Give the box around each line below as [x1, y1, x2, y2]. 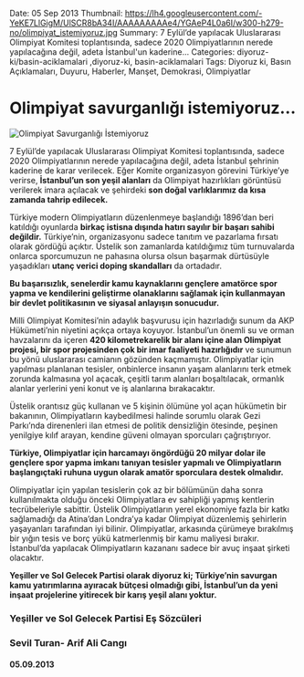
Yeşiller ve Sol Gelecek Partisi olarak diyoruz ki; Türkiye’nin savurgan [9, 569, 278, 580]
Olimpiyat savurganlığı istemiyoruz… [9, 98, 297, 119]
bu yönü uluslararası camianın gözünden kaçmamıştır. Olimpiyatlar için [9, 353, 274, 364]
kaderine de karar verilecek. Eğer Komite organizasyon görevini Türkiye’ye [9, 164, 289, 176]
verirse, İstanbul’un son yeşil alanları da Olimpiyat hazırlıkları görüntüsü [9, 174, 281, 185]
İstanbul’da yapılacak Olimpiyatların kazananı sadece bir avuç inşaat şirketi [9, 542, 290, 553]
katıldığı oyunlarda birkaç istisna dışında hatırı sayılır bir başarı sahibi [9, 221, 275, 232]
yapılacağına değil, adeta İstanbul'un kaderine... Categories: [9, 47, 236, 57]
